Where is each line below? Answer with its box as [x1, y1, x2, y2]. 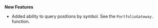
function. [11, 19, 30, 24]
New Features [4, 4, 34, 10]
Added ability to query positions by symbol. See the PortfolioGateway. [11, 14, 154, 19]
